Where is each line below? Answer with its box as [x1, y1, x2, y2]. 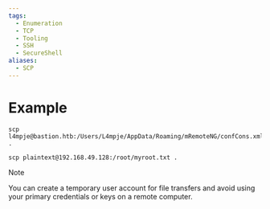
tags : [8, 11, 27, 20]
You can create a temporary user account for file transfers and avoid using [8, 182, 256, 193]
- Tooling [15, 34, 48, 43]
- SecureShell [15, 49, 63, 57]
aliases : [8, 57, 38, 65]
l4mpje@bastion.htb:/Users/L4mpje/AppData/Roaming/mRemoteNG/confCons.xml [8, 132, 264, 141]
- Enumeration [15, 19, 63, 27]
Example [8, 98, 67, 117]
